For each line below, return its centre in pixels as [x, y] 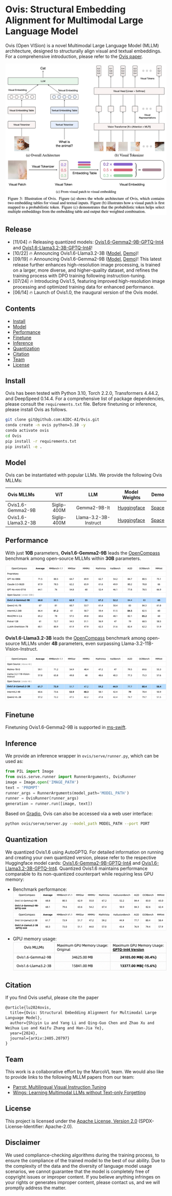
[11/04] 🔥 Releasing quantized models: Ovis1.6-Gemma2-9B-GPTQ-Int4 [88, 242]
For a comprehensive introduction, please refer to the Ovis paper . [74, 56]
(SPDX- [146, 1121]
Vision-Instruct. [22, 649]
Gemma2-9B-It [93, 507]
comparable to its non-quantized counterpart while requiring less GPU [79, 874]
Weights [131, 497]
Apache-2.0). [59, 1126]
